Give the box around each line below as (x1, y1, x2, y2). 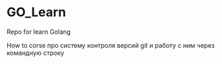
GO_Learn (6, 4, 66, 20)
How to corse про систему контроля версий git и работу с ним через (6, 41, 215, 49)
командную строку (6, 49, 64, 57)
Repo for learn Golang (6, 27, 71, 36)
